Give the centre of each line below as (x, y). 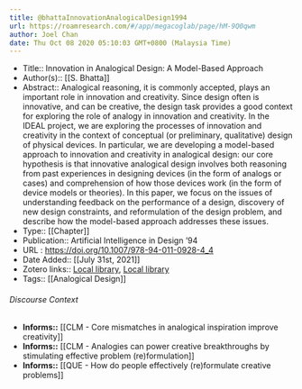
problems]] (43, 375)
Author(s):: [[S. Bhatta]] (66, 78)
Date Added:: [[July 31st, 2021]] (81, 260)
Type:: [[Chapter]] (56, 231)
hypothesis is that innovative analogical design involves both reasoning (154, 164)
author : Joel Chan (44, 34)
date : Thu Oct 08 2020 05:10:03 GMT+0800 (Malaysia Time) (120, 43)
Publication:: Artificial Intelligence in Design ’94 (110, 240)
